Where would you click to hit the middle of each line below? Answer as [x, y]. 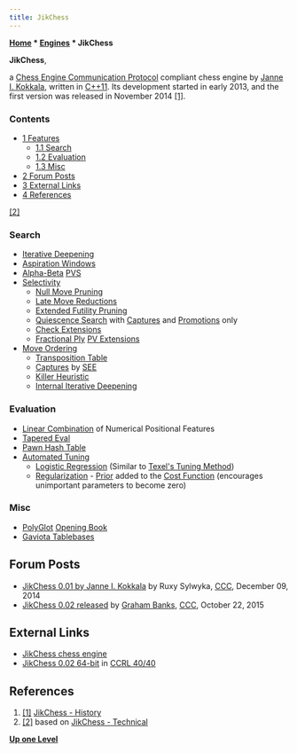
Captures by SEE [66, 367]
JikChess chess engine [65, 654]
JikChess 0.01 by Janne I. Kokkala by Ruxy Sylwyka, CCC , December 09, [155, 585]
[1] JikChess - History [62, 713]
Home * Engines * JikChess [61, 43]
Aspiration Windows [59, 263]
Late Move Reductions [76, 302]
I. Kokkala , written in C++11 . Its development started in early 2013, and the [144, 86]
